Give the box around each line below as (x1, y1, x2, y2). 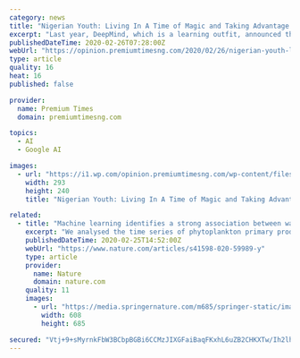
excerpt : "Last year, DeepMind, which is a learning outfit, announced (9, 30, 281, 38)
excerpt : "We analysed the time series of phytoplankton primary (25, 227, 274, 237)
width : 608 (41, 311, 82, 320)
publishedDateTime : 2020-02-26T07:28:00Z (9, 38, 166, 47)
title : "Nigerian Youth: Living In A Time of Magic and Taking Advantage (9, 21, 290, 30)
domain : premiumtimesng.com (17, 113, 122, 122)
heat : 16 (9, 72, 42, 81)
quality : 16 (9, 64, 54, 72)
